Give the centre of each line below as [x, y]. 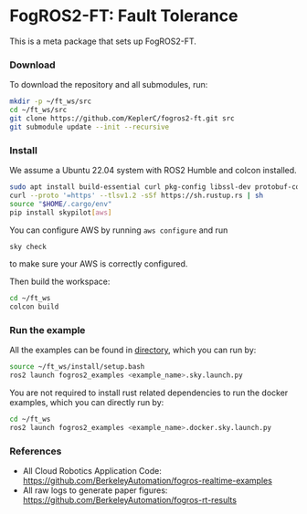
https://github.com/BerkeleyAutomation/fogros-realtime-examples [147, 481]
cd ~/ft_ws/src [38, 110]
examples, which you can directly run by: [87, 403]
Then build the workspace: [60, 282]
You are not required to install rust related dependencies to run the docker [149, 393]
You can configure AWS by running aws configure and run [119, 230]
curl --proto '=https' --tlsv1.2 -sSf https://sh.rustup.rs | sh [136, 195]
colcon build [34, 307]
